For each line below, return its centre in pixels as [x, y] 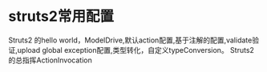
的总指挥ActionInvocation [50, 60]
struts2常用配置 [61, 16]
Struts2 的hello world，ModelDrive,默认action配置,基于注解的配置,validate [130, 40]
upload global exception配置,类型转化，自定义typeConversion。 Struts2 [136, 50]
